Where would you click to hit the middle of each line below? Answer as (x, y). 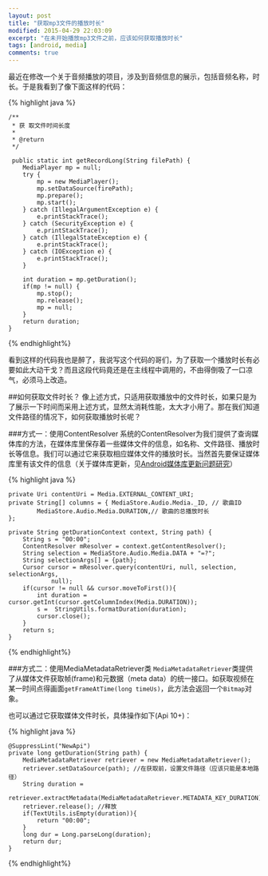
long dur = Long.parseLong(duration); (87, 834)
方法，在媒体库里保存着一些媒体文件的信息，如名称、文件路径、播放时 (144, 444)
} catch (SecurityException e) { (78, 224)
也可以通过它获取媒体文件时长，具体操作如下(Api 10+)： (100, 715)
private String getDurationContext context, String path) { (110, 532)
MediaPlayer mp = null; (62, 168)
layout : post (30, 16)
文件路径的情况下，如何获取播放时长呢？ (75, 417)
